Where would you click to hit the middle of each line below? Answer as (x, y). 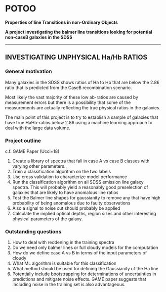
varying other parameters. (39, 166)
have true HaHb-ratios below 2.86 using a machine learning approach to (79, 122)
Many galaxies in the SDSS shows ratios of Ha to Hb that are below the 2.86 (82, 82)
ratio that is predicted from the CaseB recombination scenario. (69, 88)
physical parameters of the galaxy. (47, 219)
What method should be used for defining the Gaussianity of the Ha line (85, 269)
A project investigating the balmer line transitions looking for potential (79, 32)
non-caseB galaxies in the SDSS (39, 37)
